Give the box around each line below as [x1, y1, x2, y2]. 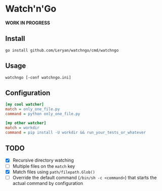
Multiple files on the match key [12, 163, 75, 169]
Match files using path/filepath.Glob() [12, 169, 95, 175]
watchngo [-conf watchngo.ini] [5, 75, 71, 80]
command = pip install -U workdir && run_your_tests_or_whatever [5, 130, 146, 135]
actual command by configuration [12, 180, 84, 186]
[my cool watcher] [5, 102, 44, 107]
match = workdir [5, 125, 39, 130]
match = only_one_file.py [5, 107, 60, 112]
